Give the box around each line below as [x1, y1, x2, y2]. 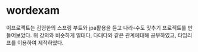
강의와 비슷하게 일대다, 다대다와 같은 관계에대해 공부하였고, [39, 31, 177, 39]
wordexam [6, 4, 60, 17]
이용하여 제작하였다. [17, 39, 64, 46]
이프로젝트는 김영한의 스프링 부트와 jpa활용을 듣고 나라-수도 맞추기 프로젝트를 [6, 24, 187, 31]
